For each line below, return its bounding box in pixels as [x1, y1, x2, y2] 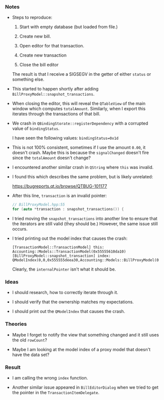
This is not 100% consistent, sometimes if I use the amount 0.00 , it [12, 145, 146, 150]
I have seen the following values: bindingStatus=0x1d [12, 135, 119, 141]
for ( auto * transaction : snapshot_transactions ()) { [12, 207, 124, 212]
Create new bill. [19, 33, 51, 40]
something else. [12, 77, 45, 83]
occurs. [12, 226, 28, 232]
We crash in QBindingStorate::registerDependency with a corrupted [12, 121, 148, 126]
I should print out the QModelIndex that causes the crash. [12, 309, 125, 315]
